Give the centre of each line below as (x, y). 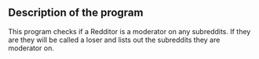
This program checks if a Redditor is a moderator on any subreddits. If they (129, 31)
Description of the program (76, 13)
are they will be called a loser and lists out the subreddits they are (114, 40)
